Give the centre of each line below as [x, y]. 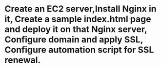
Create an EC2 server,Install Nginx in [80, 9]
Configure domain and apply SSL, [74, 40]
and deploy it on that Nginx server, [76, 29]
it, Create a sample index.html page [78, 19]
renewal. [23, 60]
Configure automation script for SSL [79, 50]
